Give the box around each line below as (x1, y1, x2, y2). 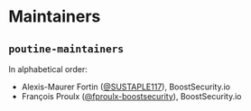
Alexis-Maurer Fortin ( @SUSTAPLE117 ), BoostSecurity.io (21, 81, 231, 92)
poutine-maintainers (8, 42, 125, 55)
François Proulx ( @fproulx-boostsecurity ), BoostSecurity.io (21, 91, 242, 101)
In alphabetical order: (8, 64, 88, 74)
